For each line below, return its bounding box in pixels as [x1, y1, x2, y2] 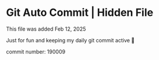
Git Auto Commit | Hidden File [6, 6, 154, 19]
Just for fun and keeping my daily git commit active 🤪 [6, 36, 135, 44]
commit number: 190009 [6, 48, 66, 55]
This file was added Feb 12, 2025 [6, 25, 86, 32]
